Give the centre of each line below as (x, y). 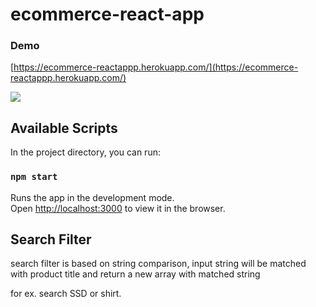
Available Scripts (64, 128)
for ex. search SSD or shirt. (66, 294)
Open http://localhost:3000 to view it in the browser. (118, 208)
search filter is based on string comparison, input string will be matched (158, 264)
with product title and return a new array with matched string (135, 274)
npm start (34, 177)
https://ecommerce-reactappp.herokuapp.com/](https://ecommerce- (156, 67)
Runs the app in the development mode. (92, 197)
